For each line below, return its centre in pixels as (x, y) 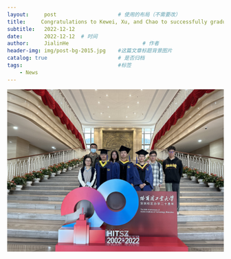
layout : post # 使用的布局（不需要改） (94, 14)
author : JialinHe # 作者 (83, 44)
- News (29, 72)
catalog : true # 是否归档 (76, 58)
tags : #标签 (69, 65)
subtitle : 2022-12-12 (41, 29)
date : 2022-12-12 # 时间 (52, 36)
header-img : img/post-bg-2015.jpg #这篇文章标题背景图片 (90, 51)
